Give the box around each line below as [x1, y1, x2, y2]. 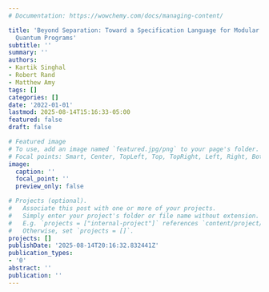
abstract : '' [8, 264, 52, 272]
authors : [8, 56, 38, 64]
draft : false [8, 124, 52, 132]
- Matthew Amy [8, 78, 56, 87]
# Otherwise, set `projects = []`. [8, 226, 134, 235]
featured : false [8, 116, 62, 124]
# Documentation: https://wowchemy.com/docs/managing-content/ [8, 11, 224, 20]
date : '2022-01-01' [8, 101, 74, 109]
